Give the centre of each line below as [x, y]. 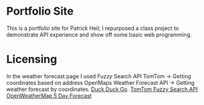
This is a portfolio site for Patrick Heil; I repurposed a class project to [93, 28]
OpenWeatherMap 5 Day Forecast [49, 95]
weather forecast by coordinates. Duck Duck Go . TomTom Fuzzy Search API [102, 89]
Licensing [32, 60]
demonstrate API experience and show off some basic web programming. [99, 34]
